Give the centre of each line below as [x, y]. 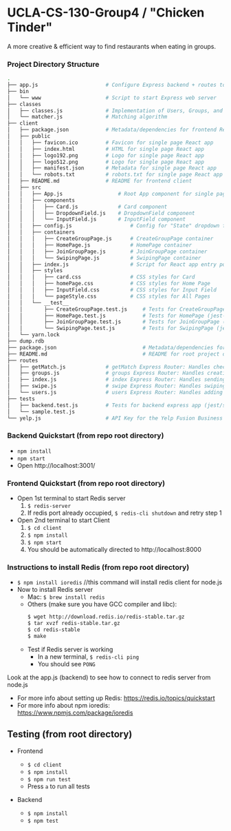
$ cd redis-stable [54, 630]
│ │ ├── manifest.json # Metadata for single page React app [112, 168]
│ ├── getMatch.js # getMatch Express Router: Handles [109, 367]
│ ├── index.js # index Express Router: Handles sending [117, 380]
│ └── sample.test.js [41, 411]
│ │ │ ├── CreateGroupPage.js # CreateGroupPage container [110, 239]
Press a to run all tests [59, 786]
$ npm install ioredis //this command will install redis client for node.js [119, 582]
